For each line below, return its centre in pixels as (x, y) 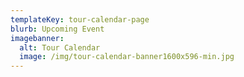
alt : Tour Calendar (60, 47)
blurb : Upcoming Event (57, 29)
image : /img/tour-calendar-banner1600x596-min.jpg (127, 57)
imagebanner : (37, 38)
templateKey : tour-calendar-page (80, 19)
